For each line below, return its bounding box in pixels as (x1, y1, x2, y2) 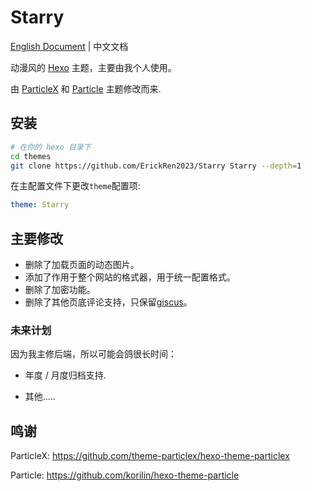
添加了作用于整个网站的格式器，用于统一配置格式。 (24, 271, 236, 283)
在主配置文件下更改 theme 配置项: (10, 180, 141, 192)
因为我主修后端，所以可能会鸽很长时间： (10, 348, 177, 360)
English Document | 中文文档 (10, 40, 129, 52)
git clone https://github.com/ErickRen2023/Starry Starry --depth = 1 (10, 161, 302, 171)
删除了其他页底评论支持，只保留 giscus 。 (24, 296, 193, 308)
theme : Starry (10, 200, 70, 210)
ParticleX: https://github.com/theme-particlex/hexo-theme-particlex (10, 450, 290, 462)
